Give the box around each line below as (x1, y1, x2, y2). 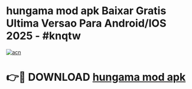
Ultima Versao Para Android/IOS (6, 17, 167, 30)
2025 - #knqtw (6, 29, 82, 42)
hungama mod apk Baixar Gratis (6, 4, 167, 18)
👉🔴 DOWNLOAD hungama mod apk (6, 71, 186, 84)
